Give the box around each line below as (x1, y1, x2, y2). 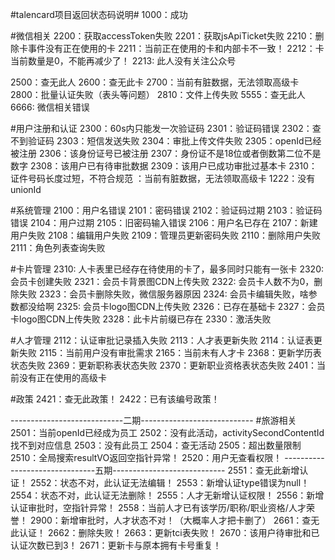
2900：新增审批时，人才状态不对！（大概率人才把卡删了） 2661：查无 (29, 514, 320, 526)
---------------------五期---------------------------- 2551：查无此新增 (10, 464, 300, 476)
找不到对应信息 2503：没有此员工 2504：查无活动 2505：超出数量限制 (10, 439, 302, 451)
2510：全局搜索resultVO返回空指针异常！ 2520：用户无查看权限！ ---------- (10, 452, 325, 463)
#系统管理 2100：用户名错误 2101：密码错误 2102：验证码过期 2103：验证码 (10, 204, 323, 216)
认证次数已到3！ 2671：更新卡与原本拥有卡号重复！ (10, 539, 222, 551)
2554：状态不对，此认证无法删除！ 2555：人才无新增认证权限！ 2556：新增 (10, 489, 325, 501)
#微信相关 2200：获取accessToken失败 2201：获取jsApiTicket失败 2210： (10, 30, 316, 42)
